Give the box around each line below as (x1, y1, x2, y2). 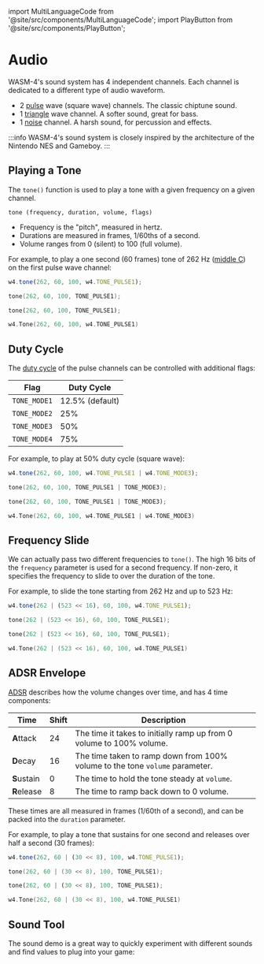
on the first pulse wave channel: (8, 262, 112, 272)
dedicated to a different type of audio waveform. (8, 85, 166, 95)
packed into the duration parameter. (8, 814, 126, 824)
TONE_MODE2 (12, 409, 53, 419)
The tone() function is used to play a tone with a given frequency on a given (8, 184, 255, 194)
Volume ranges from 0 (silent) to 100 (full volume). (19, 239, 182, 248)
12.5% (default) (60, 396, 120, 407)
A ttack (12, 732, 37, 743)
